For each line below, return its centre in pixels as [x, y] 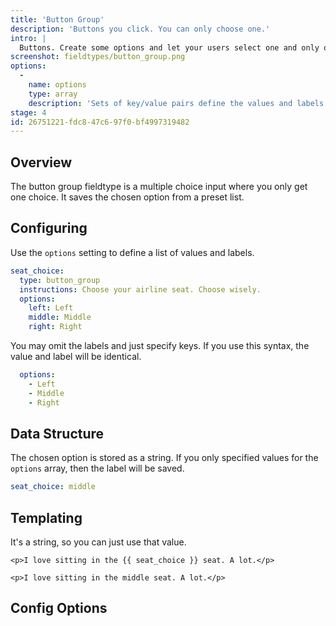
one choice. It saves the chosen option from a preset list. [127, 197]
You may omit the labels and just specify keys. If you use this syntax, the [160, 345]
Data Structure [57, 433]
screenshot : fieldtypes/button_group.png [98, 57]
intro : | [28, 38]
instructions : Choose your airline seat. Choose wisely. [140, 289]
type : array [53, 94]
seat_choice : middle [53, 487]
